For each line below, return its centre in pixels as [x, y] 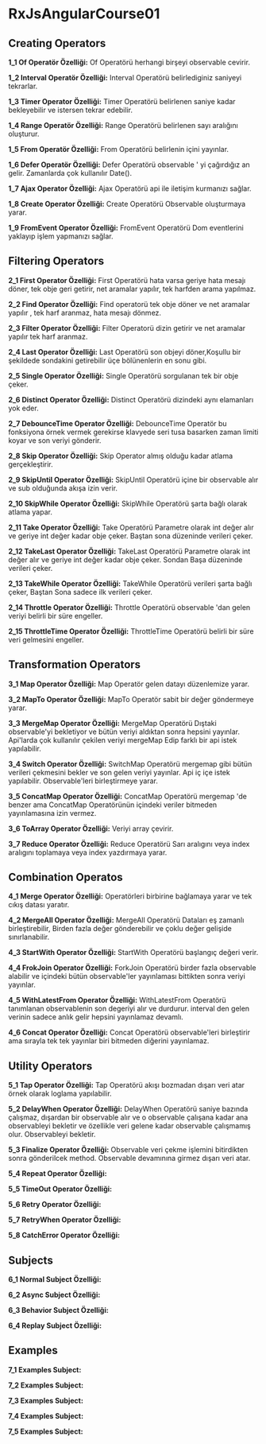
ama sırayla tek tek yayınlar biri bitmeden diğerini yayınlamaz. [109, 1041]
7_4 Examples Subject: [46, 1415]
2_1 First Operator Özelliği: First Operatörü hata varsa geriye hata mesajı [127, 280]
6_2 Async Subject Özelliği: [54, 1295]
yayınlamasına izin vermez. [52, 813]
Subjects [31, 1260]
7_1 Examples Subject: [45, 1369]
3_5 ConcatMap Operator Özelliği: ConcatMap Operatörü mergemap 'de [128, 796]
